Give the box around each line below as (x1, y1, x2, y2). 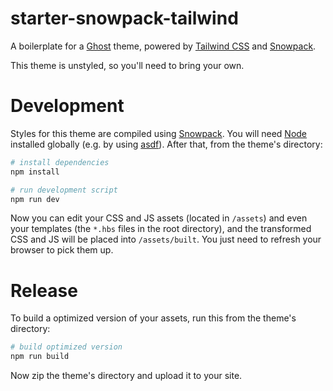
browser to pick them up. (10, 244, 114, 256)
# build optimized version (10, 342, 123, 352)
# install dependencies (10, 157, 110, 167)
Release (10, 279, 78, 302)
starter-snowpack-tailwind (10, 7, 239, 30)
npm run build (10, 352, 70, 362)
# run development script (10, 185, 118, 195)
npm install (10, 167, 60, 177)
